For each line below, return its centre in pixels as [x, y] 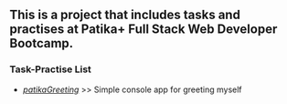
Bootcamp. [42, 43]
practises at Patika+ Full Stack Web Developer [143, 30]
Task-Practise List [50, 69]
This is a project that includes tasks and [125, 15]
